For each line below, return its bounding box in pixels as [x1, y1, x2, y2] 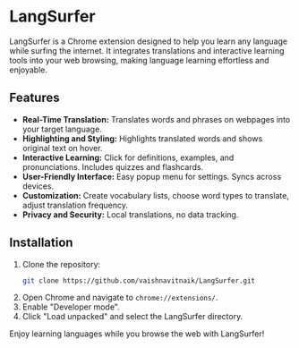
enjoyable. [9, 64, 47, 75]
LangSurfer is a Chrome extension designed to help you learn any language [9, 36, 288, 47]
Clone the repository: [21, 259, 101, 269]
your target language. [21, 123, 103, 134]
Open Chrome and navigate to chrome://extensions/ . [21, 293, 218, 303]
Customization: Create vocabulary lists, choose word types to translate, [21, 190, 289, 200]
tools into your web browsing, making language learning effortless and [9, 55, 269, 65]
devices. [21, 181, 55, 191]
